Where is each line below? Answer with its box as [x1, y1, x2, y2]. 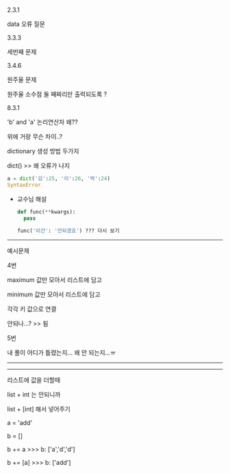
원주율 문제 [7, 75, 37, 84]
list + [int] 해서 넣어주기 [7, 405, 71, 413]
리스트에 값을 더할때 [7, 376, 60, 384]
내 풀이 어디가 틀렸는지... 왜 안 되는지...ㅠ [7, 348, 116, 357]
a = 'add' [7, 419, 33, 427]
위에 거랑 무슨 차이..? [7, 133, 63, 140]
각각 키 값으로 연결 [7, 305, 57, 314]
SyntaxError [7, 181, 41, 188]
